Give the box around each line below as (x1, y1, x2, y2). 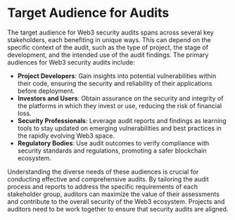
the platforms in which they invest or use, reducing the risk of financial (17, 101, 222, 110)
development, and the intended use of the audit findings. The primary (7, 51, 209, 59)
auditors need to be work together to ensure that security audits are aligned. (7, 205, 229, 213)
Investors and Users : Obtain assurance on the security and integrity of (17, 93, 224, 103)
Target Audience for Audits (7, 5, 170, 21)
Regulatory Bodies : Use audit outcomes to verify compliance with (17, 138, 210, 147)
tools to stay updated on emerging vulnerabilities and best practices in (17, 124, 222, 132)
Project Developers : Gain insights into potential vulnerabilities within (17, 72, 217, 80)
